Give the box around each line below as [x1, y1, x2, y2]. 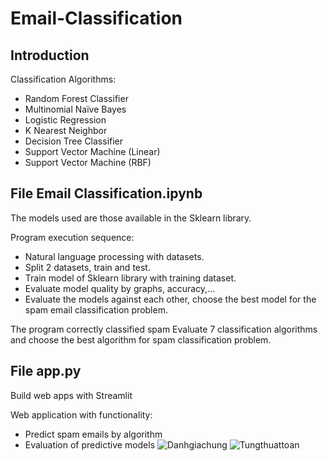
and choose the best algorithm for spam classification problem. [10, 333, 272, 346]
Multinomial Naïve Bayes [24, 103, 127, 115]
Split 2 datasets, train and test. [24, 261, 151, 273]
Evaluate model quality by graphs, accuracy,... [24, 282, 216, 294]
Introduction [10, 47, 90, 64]
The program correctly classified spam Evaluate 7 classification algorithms [10, 323, 318, 335]
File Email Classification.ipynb [10, 185, 203, 202]
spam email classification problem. [24, 303, 168, 316]
